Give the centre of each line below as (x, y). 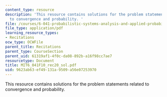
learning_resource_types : (32, 33)
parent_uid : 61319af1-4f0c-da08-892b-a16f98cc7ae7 (59, 56)
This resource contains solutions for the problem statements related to (77, 84)
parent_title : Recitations (33, 47)
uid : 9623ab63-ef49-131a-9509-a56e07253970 (51, 70)
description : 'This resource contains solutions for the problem (74, 14)
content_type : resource (30, 10)
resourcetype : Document (30, 61)
